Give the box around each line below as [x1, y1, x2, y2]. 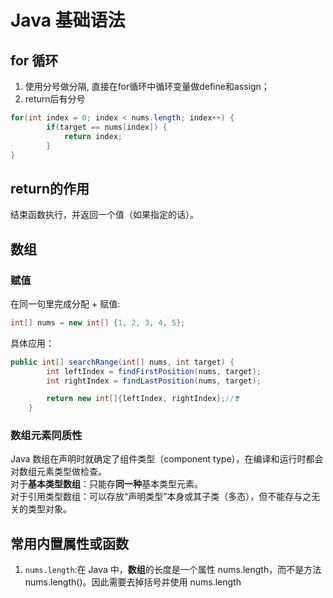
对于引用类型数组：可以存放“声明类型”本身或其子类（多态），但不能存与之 [10, 491, 312, 503]
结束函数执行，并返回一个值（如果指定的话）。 [10, 209, 199, 221]
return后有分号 [24, 93, 86, 105]
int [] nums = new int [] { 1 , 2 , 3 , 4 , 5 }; [10, 317, 186, 328]
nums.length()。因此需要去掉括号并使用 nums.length [24, 576, 242, 588]
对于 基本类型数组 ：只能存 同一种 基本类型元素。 [10, 478, 203, 490]
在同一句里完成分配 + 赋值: [10, 297, 121, 310]
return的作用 [10, 180, 90, 197]
